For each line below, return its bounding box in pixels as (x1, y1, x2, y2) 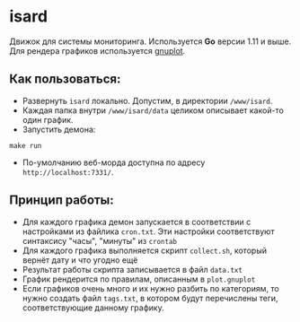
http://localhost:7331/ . (22, 166, 114, 177)
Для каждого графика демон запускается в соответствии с (22, 216, 251, 227)
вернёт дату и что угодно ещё (22, 254, 138, 265)
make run (9, 141, 42, 150)
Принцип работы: (9, 193, 114, 208)
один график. (22, 114, 74, 125)
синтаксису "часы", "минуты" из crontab (22, 235, 178, 246)
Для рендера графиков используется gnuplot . (9, 45, 186, 56)
